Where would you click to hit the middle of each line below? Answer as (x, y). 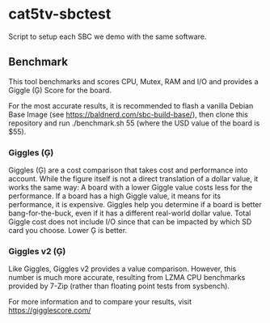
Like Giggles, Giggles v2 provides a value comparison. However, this (122, 269)
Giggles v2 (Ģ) (37, 251)
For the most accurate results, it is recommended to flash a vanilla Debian (131, 105)
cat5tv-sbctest (60, 14)
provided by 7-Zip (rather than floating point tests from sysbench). (119, 286)
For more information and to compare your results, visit (100, 302)
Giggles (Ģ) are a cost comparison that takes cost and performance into (128, 170)
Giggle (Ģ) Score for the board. (60, 90)
